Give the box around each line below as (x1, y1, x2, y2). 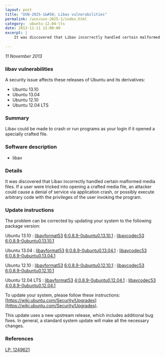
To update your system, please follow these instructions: (5, 292, 120, 298)
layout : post (5, 7, 32, 12)
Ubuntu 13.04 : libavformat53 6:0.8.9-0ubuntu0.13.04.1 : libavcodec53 (5, 247, 147, 253)
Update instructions (5, 206, 54, 213)
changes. (5, 323, 24, 329)
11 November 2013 (5, 53, 42, 59)
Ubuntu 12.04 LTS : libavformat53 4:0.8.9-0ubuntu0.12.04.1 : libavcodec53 (5, 277, 156, 283)
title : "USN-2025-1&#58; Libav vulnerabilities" (5, 12, 107, 17)
